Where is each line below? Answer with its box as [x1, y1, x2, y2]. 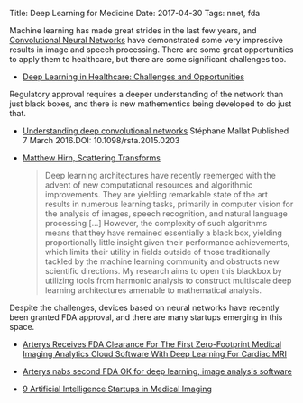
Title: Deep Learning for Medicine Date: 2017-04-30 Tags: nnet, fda [9, 8, 261, 18]
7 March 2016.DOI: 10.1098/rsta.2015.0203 [22, 135, 180, 145]
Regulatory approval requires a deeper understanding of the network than [9, 89, 284, 99]
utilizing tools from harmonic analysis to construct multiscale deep [44, 275, 292, 286]
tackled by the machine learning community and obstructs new [44, 256, 280, 267]
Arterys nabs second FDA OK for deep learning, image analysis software [22, 366, 293, 377]
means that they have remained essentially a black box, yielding [44, 227, 282, 238]
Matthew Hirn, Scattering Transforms [22, 152, 161, 163]
